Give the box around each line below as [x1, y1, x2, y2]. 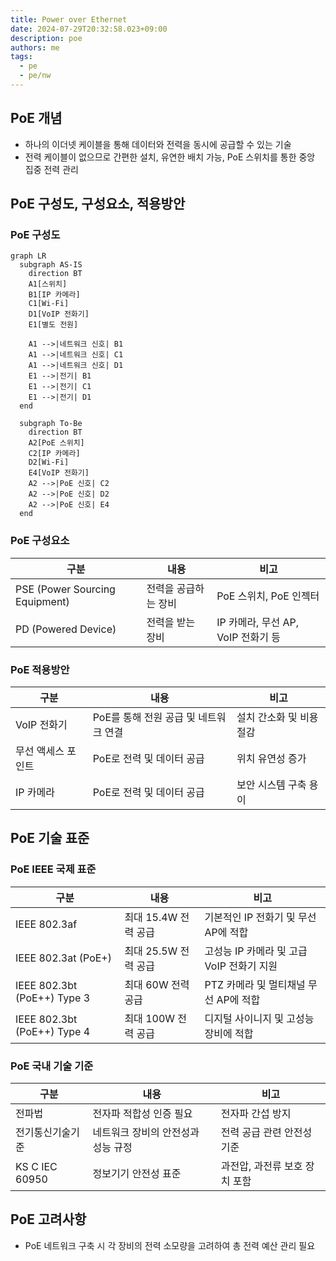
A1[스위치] [28, 279, 68, 290]
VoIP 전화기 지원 [204, 959, 278, 973]
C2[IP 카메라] [28, 449, 81, 459]
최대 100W [124, 1011, 176, 1025]
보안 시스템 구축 [236, 777, 307, 791]
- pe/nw [19, 71, 52, 81]
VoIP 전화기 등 [216, 630, 281, 644]
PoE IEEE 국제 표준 [10, 862, 97, 876]
